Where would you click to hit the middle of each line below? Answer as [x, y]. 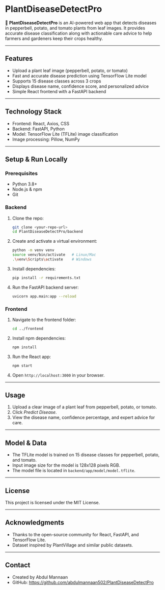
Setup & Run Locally [36, 159]
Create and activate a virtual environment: [55, 241]
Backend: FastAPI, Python [38, 129]
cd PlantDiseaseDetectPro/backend [47, 232]
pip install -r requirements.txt [46, 278]
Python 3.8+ [25, 184]
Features [19, 58]
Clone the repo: [28, 218]
